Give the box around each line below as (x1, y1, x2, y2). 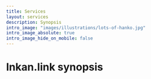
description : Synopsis (6, 19, 62, 25)
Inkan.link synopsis (6, 60, 103, 74)
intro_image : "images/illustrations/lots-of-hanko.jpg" (6, 24, 146, 31)
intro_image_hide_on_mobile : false (6, 35, 93, 41)
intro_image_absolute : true (6, 30, 75, 36)
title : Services (6, 8, 46, 15)
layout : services (6, 14, 49, 20)
